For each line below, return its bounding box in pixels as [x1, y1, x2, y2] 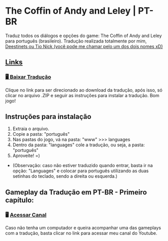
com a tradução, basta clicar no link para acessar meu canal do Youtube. [5, 230, 158, 236]
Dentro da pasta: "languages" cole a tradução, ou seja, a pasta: [12, 142, 145, 148]
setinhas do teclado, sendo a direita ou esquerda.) [12, 173, 118, 179]
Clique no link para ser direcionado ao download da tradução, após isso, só [5, 87, 163, 93]
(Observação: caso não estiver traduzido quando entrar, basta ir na [12, 163, 153, 169]
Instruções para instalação [5, 112, 92, 121]
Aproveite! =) [12, 152, 40, 159]
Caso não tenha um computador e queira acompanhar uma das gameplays [5, 225, 161, 231]
